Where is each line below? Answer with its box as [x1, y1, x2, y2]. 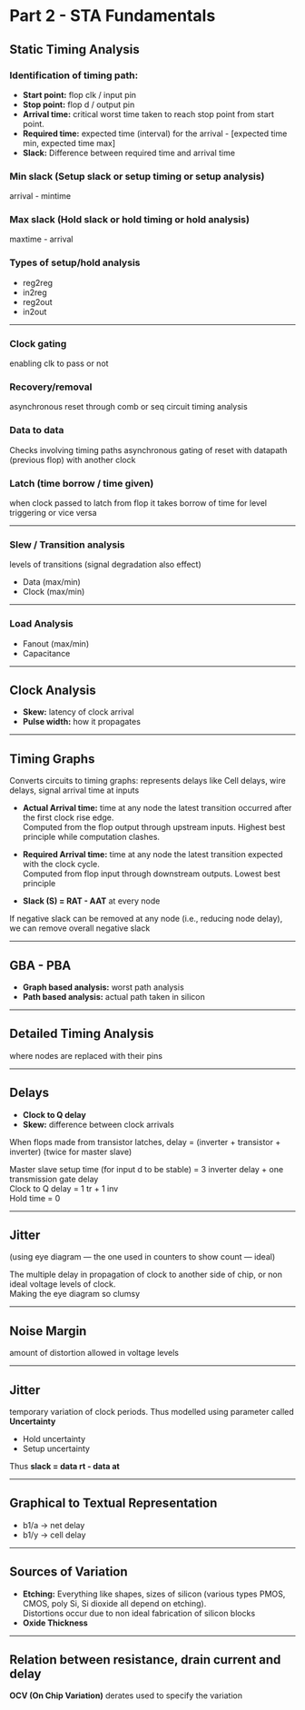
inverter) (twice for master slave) [9, 1146, 133, 1157]
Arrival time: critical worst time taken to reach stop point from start [22, 108, 275, 119]
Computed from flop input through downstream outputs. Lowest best [22, 868, 281, 879]
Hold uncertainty [22, 1434, 86, 1445]
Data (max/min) [22, 577, 82, 588]
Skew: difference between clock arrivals [22, 1119, 174, 1130]
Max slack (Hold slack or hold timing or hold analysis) [9, 213, 250, 226]
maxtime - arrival [9, 233, 74, 245]
